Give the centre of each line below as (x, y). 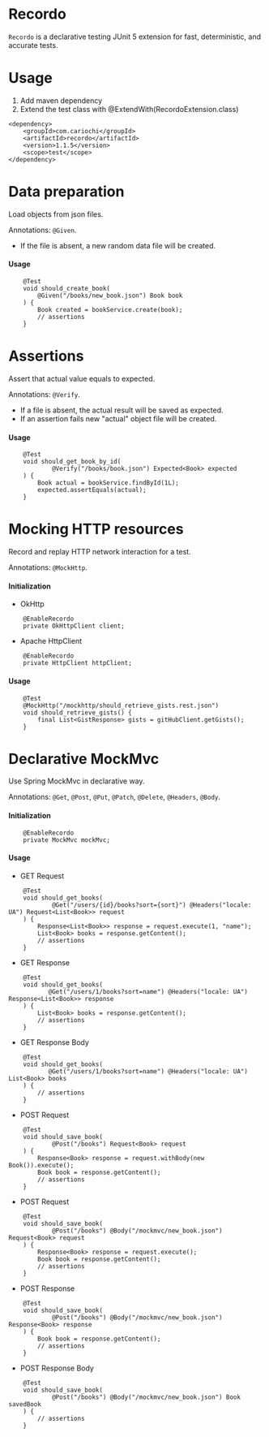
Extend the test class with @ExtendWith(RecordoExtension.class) (129, 109)
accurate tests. (33, 45)
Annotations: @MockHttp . (48, 567)
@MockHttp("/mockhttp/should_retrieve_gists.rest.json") (121, 706)
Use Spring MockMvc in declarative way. (77, 781)
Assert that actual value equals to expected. (82, 378)
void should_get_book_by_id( (72, 462)
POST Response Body (57, 1368)
